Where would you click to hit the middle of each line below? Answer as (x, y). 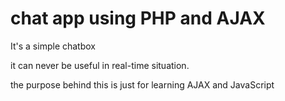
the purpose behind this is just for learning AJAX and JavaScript (142, 84)
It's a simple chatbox (53, 46)
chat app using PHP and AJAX (138, 18)
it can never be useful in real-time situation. (100, 65)
